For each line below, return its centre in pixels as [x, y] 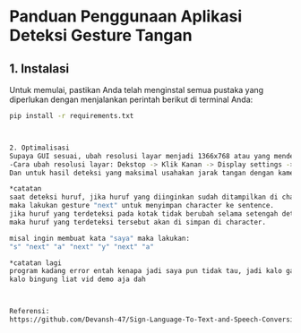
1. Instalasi [39, 68]
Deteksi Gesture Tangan [101, 35]
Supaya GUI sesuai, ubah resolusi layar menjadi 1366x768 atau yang [140, 156]
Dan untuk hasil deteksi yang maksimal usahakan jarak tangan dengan [142, 173]
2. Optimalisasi [39, 148]
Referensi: [30, 312]
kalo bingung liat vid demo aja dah [77, 279]
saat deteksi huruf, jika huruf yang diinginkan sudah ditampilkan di [144, 197]
